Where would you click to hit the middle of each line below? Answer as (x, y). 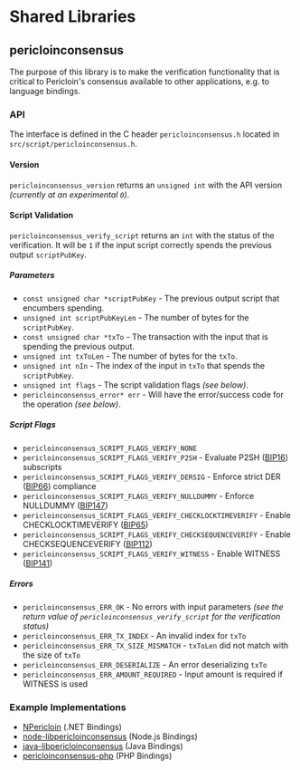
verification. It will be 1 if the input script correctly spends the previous (141, 245)
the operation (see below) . (71, 404)
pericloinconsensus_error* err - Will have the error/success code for (153, 394)
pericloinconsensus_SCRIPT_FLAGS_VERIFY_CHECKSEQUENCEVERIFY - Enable (157, 534)
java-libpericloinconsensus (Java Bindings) (103, 746)
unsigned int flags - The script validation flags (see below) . (135, 385)
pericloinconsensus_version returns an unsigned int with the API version (146, 185)
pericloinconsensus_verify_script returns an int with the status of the (142, 235)
